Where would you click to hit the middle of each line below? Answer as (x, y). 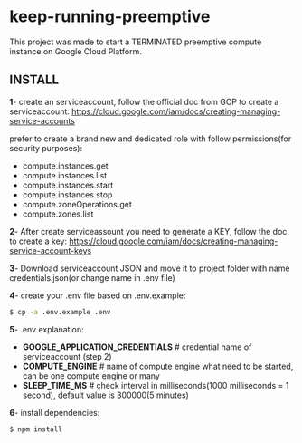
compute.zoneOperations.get (77, 204)
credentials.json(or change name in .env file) (93, 277)
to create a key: (38, 241)
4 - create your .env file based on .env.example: (98, 295)
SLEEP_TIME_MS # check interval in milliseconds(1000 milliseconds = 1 (156, 385)
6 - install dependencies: (55, 412)
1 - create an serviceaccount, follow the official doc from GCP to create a (144, 101)
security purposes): (46, 148)
